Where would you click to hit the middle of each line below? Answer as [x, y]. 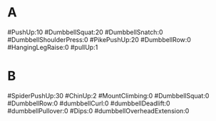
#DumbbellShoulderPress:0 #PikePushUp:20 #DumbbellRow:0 [99, 39]
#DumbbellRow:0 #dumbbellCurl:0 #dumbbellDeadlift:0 [89, 103]
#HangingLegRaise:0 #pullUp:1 [53, 47]
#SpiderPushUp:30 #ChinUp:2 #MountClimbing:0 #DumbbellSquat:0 [108, 95]
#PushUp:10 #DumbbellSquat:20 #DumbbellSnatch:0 [85, 32]
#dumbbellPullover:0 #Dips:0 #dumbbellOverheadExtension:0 [98, 110]
